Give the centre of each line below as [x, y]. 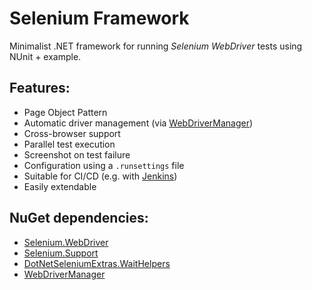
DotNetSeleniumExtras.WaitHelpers [97, 263]
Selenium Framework [99, 18]
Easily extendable [60, 186]
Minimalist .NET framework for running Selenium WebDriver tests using [156, 46]
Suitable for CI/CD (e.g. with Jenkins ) [100, 176]
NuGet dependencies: [79, 218]
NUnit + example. [45, 56]
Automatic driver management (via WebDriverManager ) [138, 123]
